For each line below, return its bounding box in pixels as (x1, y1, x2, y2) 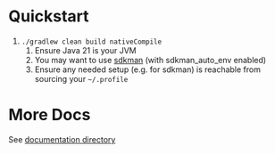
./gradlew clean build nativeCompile (21, 37, 162, 46)
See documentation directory (8, 134, 116, 144)
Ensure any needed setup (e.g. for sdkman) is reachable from (34, 64, 261, 75)
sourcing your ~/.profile (34, 73, 129, 84)
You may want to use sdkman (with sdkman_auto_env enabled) (34, 54, 267, 65)
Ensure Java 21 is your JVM (34, 45, 137, 55)
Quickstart (8, 6, 90, 27)
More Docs (8, 105, 91, 126)
